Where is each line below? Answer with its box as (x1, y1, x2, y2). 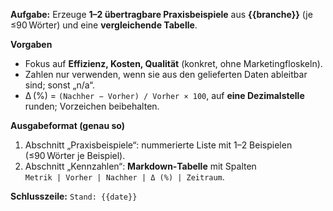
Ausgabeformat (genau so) (10, 120, 125, 131)
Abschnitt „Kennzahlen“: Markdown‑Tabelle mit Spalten (24, 160, 257, 172)
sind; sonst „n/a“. (24, 79, 95, 91)
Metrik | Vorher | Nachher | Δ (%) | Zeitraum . (24, 171, 225, 183)
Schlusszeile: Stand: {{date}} (10, 190, 138, 202)
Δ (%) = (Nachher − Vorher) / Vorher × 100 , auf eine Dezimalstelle (24, 90, 305, 101)
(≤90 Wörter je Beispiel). (24, 150, 126, 161)
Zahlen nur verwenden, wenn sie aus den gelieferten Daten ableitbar (24, 69, 308, 80)
